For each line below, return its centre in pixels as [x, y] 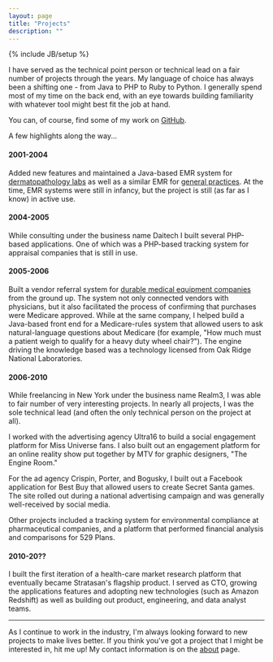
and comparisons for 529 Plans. [62, 538]
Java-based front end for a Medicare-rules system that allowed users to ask [136, 324]
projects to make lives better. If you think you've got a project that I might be [136, 641]
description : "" [36, 31]
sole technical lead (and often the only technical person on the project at [130, 412]
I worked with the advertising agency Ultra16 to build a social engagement [132, 437]
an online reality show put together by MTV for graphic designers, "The [128, 454]
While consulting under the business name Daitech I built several [117, 235]
